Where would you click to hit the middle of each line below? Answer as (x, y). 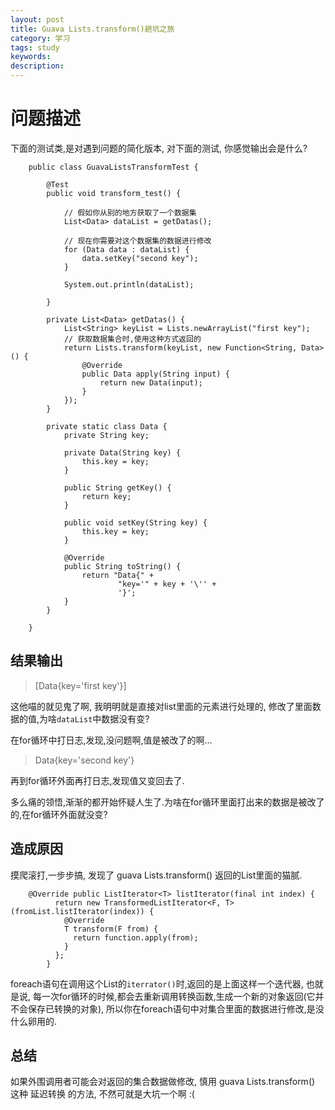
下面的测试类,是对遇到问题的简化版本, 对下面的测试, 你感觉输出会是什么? (159, 148)
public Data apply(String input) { (155, 374)
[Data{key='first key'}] (80, 685)
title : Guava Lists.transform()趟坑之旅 (92, 29)
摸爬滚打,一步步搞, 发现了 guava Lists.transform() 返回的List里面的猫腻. (156, 875)
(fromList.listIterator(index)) (77, 911)
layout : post (37, 19)
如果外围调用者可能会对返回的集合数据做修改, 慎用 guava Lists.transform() (163, 1082)
